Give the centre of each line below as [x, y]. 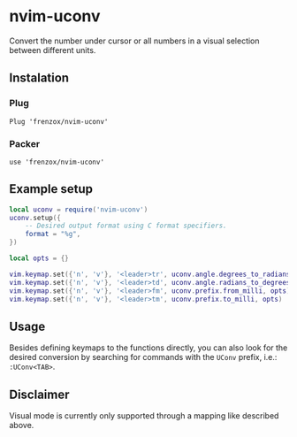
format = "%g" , [53, 234]
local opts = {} [39, 258]
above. [22, 425]
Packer [25, 143]
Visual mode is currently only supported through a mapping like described [144, 416]
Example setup [51, 189]
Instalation [39, 78]
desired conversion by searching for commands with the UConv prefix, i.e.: [143, 357]
